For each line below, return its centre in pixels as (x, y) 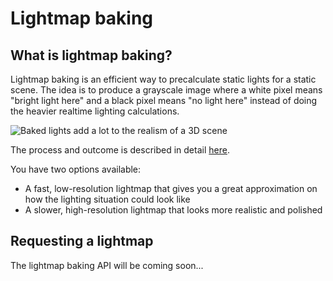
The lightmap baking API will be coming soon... (107, 265)
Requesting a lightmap (82, 241)
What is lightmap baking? (91, 55)
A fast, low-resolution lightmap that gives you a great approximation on (171, 188)
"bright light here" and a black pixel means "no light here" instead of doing (164, 100)
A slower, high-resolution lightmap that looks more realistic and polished (173, 210)
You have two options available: (76, 169)
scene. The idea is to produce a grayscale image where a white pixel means (166, 90)
